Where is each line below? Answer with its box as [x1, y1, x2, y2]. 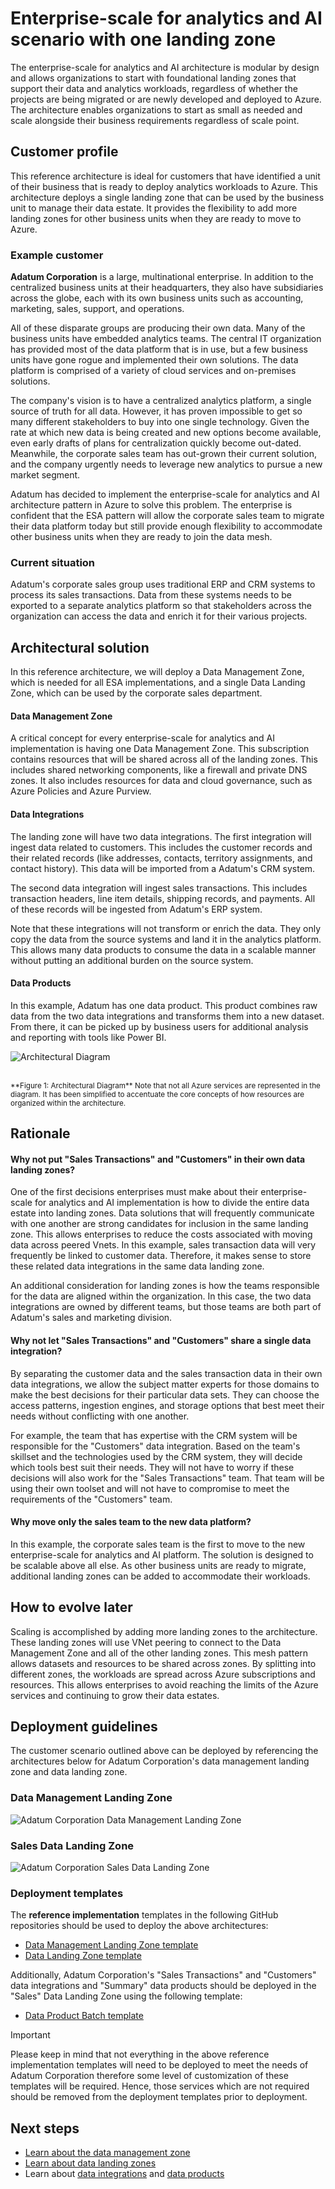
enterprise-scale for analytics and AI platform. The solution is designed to [10, 1548, 314, 1561]
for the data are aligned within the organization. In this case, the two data [10, 1290, 312, 1302]
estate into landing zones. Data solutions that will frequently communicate [10, 1207, 315, 1219]
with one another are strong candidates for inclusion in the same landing [10, 1218, 309, 1230]
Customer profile [10, 143, 119, 161]
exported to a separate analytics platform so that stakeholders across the [10, 600, 312, 612]
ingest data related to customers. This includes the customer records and [10, 841, 313, 853]
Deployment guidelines [10, 1718, 158, 1735]
